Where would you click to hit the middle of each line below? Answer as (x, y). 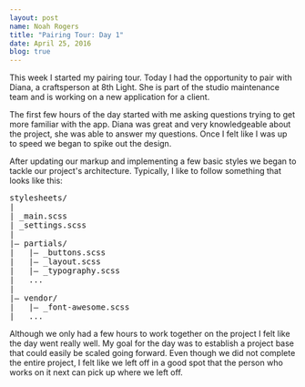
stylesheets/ (39, 198)
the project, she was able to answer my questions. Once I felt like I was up (148, 134)
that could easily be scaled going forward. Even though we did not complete (152, 353)
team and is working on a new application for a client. (110, 97)
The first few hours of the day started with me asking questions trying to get (152, 115)
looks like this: (36, 181)
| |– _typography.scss (65, 271)
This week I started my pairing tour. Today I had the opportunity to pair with (151, 77)
